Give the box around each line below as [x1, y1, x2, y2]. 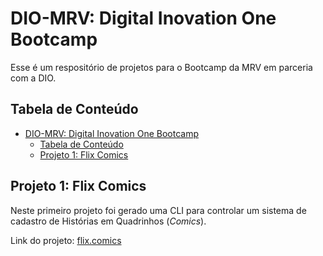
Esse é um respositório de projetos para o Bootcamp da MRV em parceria [10, 61, 313, 73]
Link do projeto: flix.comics [10, 234, 122, 246]
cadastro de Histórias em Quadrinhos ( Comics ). [10, 215, 207, 227]
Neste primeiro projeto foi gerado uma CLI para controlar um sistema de [10, 204, 307, 216]
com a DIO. [10, 72, 57, 84]
